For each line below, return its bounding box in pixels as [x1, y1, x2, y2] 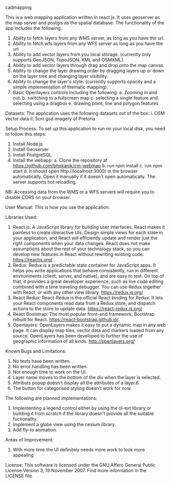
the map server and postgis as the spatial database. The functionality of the [5, 20, 165, 26]
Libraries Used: [5, 214, 37, 220]
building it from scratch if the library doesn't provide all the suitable [12, 410, 154, 416]
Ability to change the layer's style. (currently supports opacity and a [12, 79, 156, 84]
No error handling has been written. [12, 363, 88, 369]
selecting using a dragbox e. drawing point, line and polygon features [12, 100, 159, 106]
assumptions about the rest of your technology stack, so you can [12, 246, 150, 252]
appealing [12, 452, 34, 458]
